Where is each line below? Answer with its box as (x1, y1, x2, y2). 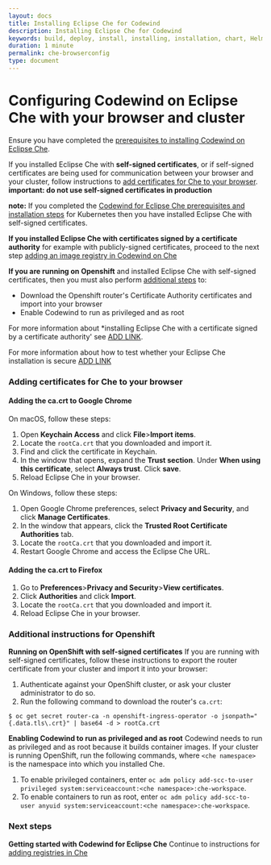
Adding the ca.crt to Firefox (8, 565, 103, 575)
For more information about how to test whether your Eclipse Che (8, 347, 226, 357)
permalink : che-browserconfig (8, 49, 110, 57)
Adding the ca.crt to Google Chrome (8, 396, 132, 405)
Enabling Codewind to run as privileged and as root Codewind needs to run (8, 734, 263, 743)
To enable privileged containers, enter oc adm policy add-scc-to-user (19, 775, 254, 784)
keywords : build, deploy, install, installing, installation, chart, (8, 34, 248, 43)
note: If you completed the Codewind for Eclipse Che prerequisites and (8, 201, 245, 210)
